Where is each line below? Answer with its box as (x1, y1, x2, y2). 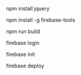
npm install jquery (6, 5, 50, 12)
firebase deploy (6, 62, 44, 69)
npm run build (6, 28, 40, 35)
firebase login (6, 40, 40, 46)
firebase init (6, 51, 35, 58)
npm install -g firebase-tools (6, 17, 76, 23)
